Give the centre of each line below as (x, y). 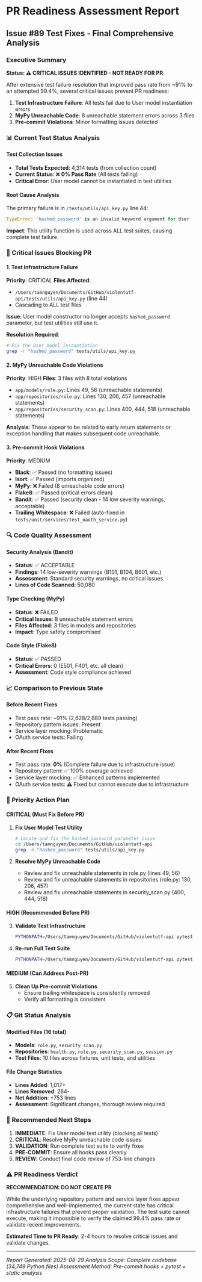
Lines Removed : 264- (42, 1092)
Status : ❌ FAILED (36, 612)
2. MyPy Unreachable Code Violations (55, 365)
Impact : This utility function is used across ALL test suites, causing (89, 231)
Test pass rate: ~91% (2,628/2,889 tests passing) (76, 718)
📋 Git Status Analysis (39, 1015)
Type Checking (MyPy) (35, 599)
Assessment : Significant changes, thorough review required (90, 1104)
